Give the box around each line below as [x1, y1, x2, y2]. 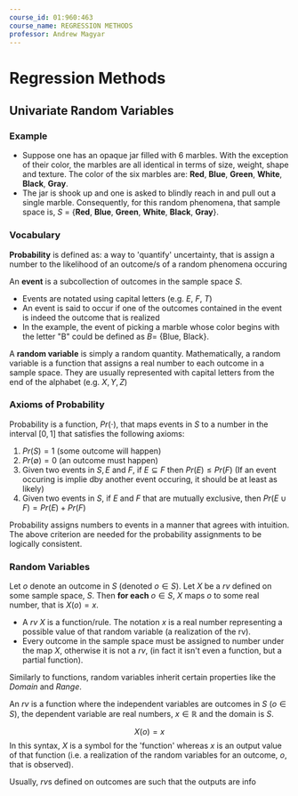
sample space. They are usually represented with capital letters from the [9, 366, 275, 378]
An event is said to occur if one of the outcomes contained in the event [21, 302, 283, 313]
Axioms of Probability [9, 398, 105, 411]
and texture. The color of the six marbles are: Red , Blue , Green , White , [21, 169, 283, 180]
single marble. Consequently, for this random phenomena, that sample [21, 197, 281, 208]
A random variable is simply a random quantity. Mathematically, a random [9, 348, 281, 358]
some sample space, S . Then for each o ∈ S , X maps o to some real [9, 591, 260, 601]
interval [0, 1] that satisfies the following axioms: [9, 428, 185, 438]
